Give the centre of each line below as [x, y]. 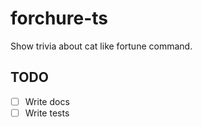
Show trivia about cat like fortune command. [101, 46]
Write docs [47, 101]
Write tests [47, 113]
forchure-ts [59, 18]
